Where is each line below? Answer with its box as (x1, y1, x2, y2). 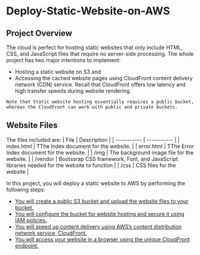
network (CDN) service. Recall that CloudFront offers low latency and (14, 81, 186, 88)
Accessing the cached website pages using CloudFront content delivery (14, 75, 193, 81)
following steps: (6, 186, 46, 193)
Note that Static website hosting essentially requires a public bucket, (6, 99, 195, 105)
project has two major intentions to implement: (6, 57, 121, 63)
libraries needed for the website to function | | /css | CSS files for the (6, 162, 176, 169)
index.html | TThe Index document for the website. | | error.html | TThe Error (6, 142, 195, 150)
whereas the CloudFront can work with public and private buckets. (6, 104, 178, 110)
